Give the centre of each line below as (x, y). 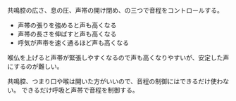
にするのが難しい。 (35, 66)
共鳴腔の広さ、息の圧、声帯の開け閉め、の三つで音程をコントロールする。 (115, 10)
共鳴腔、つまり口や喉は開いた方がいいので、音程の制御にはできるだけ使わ (115, 81)
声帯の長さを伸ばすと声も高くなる (67, 34)
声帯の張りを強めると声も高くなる (67, 25)
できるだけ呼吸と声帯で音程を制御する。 (80, 90)
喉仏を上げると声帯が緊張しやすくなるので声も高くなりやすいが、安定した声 (118, 58)
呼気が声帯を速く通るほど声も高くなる (73, 43)
